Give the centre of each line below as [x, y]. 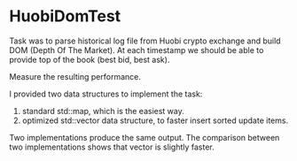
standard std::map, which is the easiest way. [103, 111]
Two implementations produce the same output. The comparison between [145, 137]
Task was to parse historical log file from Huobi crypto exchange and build [145, 41]
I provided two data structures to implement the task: [106, 94]
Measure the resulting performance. [75, 76]
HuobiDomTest [65, 16]
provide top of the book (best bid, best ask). [90, 59]
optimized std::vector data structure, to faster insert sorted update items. [155, 120]
